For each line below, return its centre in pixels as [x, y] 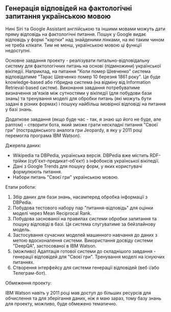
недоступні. [18, 50]
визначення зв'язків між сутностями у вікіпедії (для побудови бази [79, 93]
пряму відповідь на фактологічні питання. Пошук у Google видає [76, 34]
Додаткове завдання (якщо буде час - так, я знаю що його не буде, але [83, 119]
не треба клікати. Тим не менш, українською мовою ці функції [74, 45]
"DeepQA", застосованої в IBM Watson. [55, 246]
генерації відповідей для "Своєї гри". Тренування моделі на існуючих [89, 257]
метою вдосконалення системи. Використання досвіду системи [83, 240]
